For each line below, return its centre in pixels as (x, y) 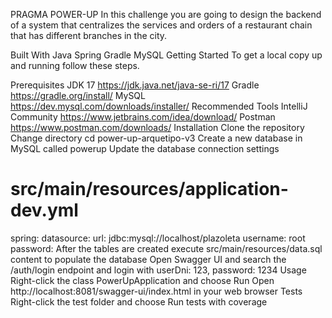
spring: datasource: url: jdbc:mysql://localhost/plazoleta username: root (158, 238)
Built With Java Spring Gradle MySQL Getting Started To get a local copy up (166, 55)
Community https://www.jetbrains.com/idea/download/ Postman (143, 117)
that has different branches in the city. (89, 35)
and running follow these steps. (75, 65)
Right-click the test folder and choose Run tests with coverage (139, 301)
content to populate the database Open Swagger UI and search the (148, 259)
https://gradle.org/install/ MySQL (78, 95)
